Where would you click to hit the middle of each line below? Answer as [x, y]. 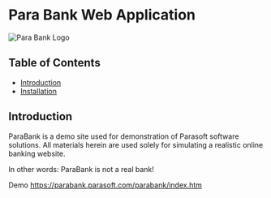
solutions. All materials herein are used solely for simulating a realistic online [136, 144]
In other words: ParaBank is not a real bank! [81, 169]
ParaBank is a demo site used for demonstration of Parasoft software [124, 136]
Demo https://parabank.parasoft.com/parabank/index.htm [105, 185]
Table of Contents [55, 63]
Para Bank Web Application [102, 15]
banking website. [37, 153]
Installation [39, 91]
